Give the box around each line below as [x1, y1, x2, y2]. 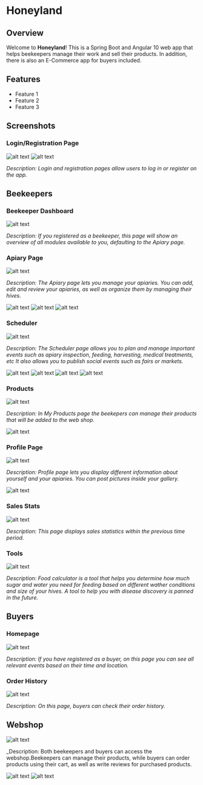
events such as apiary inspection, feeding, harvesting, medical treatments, [6, 351, 194, 358]
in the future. [6, 593, 38, 601]
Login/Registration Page [6, 139, 79, 147]
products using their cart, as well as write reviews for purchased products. [6, 760, 192, 767]
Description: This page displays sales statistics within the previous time [6, 527, 185, 535]
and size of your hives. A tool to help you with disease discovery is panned [6, 587, 194, 595]
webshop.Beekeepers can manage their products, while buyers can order [6, 754, 190, 761]
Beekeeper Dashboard [6, 207, 74, 215]
